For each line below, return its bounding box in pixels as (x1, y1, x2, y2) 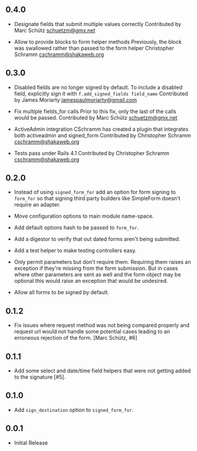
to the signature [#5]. (14, 373, 66, 381)
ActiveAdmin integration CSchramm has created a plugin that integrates (14, 125, 189, 133)
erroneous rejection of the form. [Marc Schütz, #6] (14, 334, 138, 342)
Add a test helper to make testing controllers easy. (14, 247, 137, 254)
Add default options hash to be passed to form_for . (14, 224, 139, 231)
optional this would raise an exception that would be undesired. (14, 278, 169, 285)
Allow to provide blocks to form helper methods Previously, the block (14, 38, 182, 45)
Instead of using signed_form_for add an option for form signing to (14, 189, 176, 196)
